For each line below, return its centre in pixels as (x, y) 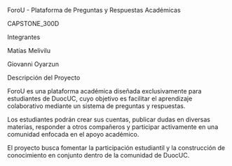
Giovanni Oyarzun (33, 64)
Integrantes (24, 37)
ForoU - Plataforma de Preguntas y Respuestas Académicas (94, 10)
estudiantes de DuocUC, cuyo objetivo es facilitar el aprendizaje (100, 98)
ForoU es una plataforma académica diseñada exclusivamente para (104, 91)
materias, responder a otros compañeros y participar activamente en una (113, 127)
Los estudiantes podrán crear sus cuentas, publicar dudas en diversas (109, 119)
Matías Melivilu (29, 51)
